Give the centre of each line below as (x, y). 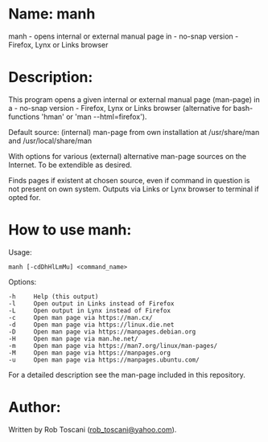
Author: (35, 407)
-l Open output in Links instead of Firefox (91, 303)
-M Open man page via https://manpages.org (90, 353)
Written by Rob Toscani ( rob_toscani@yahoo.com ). (93, 429)
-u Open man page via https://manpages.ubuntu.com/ (104, 360)
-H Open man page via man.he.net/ (73, 338)
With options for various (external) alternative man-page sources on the (128, 156)
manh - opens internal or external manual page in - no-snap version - (124, 36)
